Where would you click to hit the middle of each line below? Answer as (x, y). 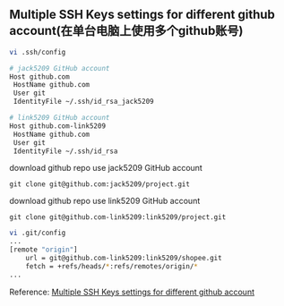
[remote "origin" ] (43, 250)
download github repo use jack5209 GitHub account (106, 168)
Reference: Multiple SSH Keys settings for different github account (132, 292)
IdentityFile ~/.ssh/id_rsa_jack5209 (83, 102)
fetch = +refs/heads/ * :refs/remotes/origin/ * (112, 266)
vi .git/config (38, 233)
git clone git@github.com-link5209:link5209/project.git (118, 217)
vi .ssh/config (38, 52)
